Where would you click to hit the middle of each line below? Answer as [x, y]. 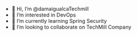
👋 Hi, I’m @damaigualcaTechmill [50, 9]
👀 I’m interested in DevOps [44, 15]
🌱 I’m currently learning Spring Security [59, 21]
